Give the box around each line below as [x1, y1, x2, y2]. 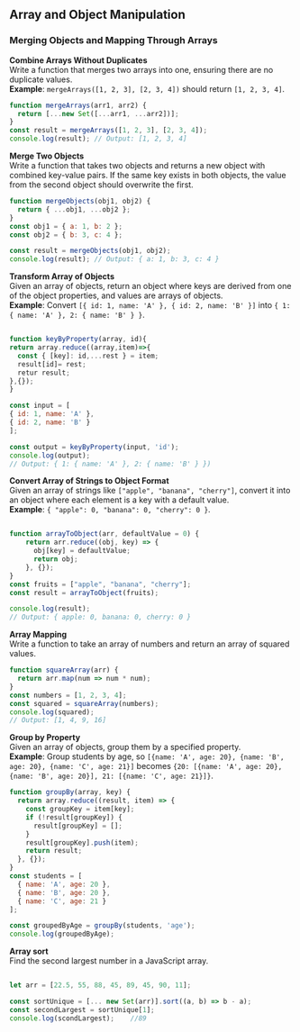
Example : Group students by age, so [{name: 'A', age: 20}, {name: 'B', [9, 751, 285, 762]
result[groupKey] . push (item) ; [25, 837, 140, 847]
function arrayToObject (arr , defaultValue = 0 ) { [9, 530, 200, 539]
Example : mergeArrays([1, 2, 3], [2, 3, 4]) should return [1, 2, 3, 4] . [9, 83, 286, 94]
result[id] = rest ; [17, 359, 87, 368]
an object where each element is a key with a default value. [9, 494, 230, 505]
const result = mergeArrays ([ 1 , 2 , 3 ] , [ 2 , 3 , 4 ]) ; [9, 126, 208, 135]
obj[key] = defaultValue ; [32, 547, 131, 556]
